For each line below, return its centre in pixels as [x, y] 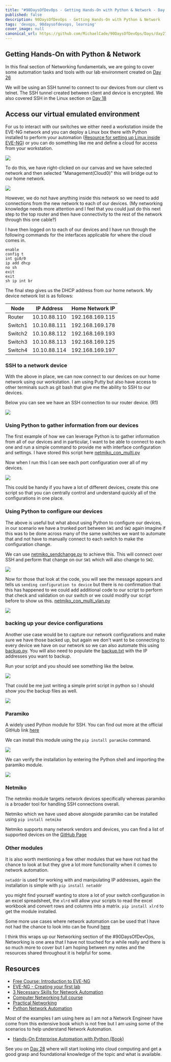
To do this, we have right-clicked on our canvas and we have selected [79, 167]
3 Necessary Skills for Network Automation [58, 992]
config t [15, 254]
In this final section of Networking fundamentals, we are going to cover [80, 66]
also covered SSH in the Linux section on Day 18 [56, 98]
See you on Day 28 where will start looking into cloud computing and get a [83, 1049]
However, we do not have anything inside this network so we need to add [82, 198]
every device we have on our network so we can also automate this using [82, 645]
